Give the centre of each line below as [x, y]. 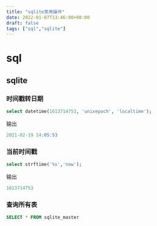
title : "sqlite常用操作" [35, 12]
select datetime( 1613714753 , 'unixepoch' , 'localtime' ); [79, 112]
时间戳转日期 [25, 99]
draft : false [23, 23]
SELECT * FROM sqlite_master [43, 218]
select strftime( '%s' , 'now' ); [44, 165]
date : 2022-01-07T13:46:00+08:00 [48, 17]
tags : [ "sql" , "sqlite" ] [36, 29]
